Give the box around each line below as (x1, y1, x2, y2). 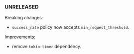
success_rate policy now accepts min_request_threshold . (11, 24, 130, 30)
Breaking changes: (4, 15, 43, 21)
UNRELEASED (4, 3, 39, 10)
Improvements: (4, 34, 36, 40)
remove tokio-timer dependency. (11, 44, 82, 50)
